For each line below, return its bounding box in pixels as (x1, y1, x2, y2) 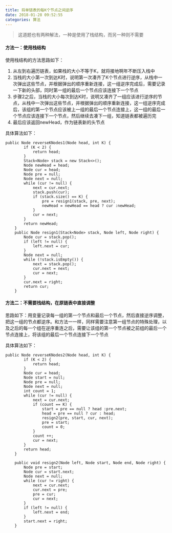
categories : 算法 (5, 17, 41, 22)
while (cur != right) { (24, 478, 74, 483)
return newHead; (24, 221, 58, 226)
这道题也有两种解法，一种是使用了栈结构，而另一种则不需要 (17, 32, 144, 38)
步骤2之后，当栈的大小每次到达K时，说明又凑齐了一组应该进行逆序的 (12, 93, 158, 100)
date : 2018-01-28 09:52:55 (5, 12, 63, 17)
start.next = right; (24, 519, 68, 524)
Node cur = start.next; (24, 469, 74, 475)
